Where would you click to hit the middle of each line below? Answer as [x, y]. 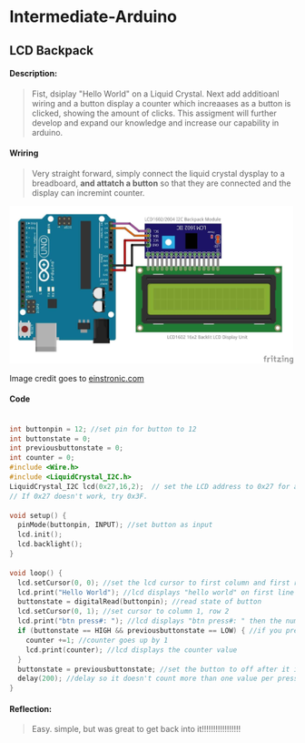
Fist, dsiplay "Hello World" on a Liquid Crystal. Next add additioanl [155, 94]
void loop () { [36, 573]
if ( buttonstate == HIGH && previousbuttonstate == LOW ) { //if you [150, 631]
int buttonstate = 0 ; [50, 439]
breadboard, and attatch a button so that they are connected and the [161, 183]
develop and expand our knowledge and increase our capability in [155, 122]
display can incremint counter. [88, 192]
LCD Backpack [51, 51]
